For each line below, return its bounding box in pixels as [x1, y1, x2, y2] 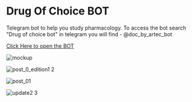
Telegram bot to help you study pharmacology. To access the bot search [6, 24, 187, 31]
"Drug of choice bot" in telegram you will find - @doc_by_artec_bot [6, 30, 173, 37]
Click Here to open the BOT [6, 42, 74, 49]
